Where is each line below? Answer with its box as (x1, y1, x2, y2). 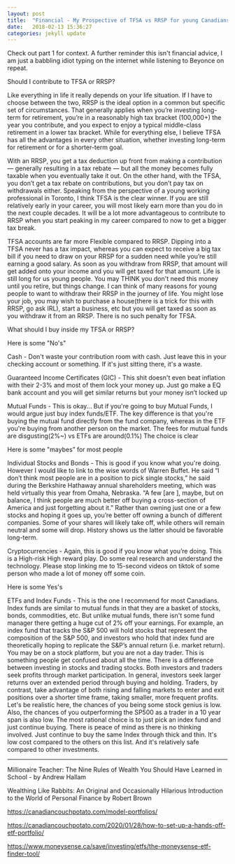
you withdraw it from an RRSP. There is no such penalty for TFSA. (7, 312, 197, 320)
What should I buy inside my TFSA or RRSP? (7, 325, 135, 334)
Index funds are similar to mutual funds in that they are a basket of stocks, (7, 604, 221, 612)
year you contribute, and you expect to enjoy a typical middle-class (7, 121, 201, 130)
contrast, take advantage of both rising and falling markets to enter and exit (7, 686, 225, 694)
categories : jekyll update (7, 29, 86, 37)
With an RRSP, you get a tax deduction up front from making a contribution (7, 157, 222, 165)
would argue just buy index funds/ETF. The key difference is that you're (7, 409, 213, 418)
